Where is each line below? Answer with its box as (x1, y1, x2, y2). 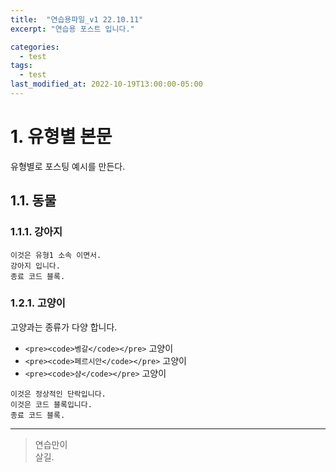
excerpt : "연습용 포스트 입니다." (10, 24, 135, 34)
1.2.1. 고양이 (10, 296, 66, 310)
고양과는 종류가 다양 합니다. (10, 321, 118, 333)
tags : (10, 61, 33, 71)
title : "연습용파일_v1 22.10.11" (10, 14, 144, 25)
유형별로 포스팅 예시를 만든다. (10, 160, 126, 172)
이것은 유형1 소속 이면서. (10, 250, 102, 260)
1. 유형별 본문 (10, 126, 113, 148)
